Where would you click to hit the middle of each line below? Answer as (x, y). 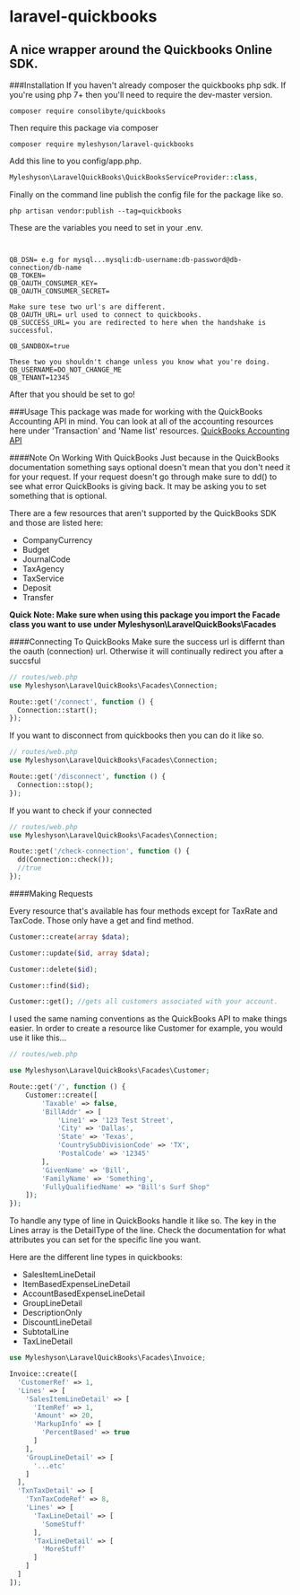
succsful (25, 661)
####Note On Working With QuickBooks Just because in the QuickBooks (145, 457)
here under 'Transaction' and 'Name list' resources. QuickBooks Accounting (150, 430)
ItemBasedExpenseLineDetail (76, 1284)
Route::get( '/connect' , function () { (81, 702)
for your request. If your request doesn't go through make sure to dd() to (143, 477)
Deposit (37, 587)
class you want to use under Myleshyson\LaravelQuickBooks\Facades (143, 624)
